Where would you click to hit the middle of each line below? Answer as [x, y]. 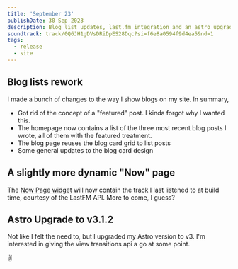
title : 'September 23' [41, 14]
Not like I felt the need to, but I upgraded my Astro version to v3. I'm [106, 236]
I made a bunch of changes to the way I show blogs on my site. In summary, [118, 99]
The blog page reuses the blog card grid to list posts [94, 143]
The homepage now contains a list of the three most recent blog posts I [122, 127]
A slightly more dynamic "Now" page [91, 173]
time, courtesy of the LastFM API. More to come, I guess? [91, 197]
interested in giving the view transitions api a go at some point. [99, 244]
